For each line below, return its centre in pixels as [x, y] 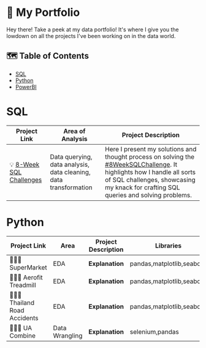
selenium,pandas [154, 331]
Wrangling [68, 335]
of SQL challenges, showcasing [151, 180]
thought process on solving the [150, 157]
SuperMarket [28, 267]
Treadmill [23, 285]
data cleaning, [70, 172]
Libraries [169, 246]
